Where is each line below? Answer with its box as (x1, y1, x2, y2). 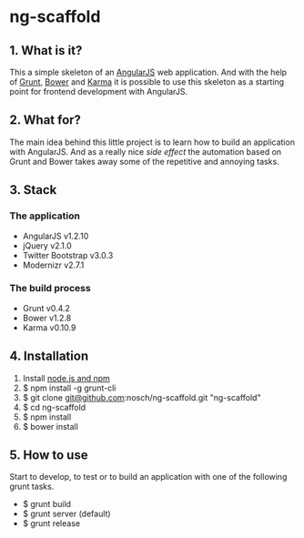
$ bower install (22, 421, 79, 431)
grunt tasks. (9, 481, 55, 492)
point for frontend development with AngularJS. (9, 86, 188, 96)
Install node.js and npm (22, 372, 111, 383)
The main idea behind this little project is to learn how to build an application (9, 137, 296, 147)
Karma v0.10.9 (22, 321, 76, 333)
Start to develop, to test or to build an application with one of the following (9, 472, 288, 482)
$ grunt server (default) (22, 508, 111, 520)
